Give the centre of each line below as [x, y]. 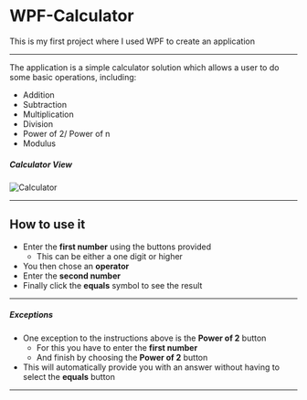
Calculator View [41, 164]
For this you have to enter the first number [117, 347]
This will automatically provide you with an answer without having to [151, 367]
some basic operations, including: [73, 77]
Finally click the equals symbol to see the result [112, 285]
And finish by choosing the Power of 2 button [122, 357]
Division [37, 123]
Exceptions [31, 315]
